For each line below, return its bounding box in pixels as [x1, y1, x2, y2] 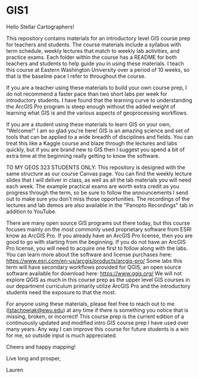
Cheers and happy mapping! [6, 343, 76, 350]
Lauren [6, 366, 24, 373]
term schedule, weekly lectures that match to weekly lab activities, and [6, 47, 180, 54]
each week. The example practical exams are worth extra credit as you [6, 182, 180, 190]
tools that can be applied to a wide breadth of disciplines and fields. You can [6, 133, 194, 140]
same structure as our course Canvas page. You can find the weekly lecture [6, 170, 192, 177]
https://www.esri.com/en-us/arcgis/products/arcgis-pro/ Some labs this [6, 257, 182, 264]
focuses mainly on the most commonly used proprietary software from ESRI [6, 225, 192, 233]
